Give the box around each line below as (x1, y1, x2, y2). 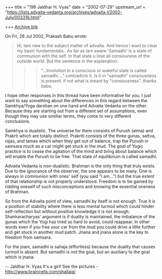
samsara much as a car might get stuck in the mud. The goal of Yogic (5, 143, 144, 149)
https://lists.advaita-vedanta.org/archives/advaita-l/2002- (7, 9, 122, 15)
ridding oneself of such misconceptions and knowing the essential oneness (5, 184, 156, 189)
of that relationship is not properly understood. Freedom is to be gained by (5, 178, 154, 184)
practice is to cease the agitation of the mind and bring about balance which (5, 148, 157, 154)
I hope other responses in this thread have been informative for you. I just (5, 92, 151, 98)
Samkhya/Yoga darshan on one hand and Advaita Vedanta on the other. (5, 103, 147, 108)
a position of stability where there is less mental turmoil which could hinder (5, 204, 155, 209)
